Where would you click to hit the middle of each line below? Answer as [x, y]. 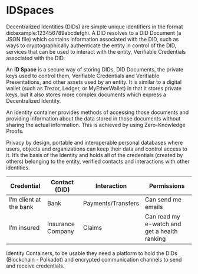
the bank [21, 207]
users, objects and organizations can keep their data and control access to [97, 149]
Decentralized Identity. [34, 100]
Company [61, 231]
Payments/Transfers [111, 203]
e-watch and [163, 224]
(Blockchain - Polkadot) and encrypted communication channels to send [94, 259]
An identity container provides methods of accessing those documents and [98, 112]
